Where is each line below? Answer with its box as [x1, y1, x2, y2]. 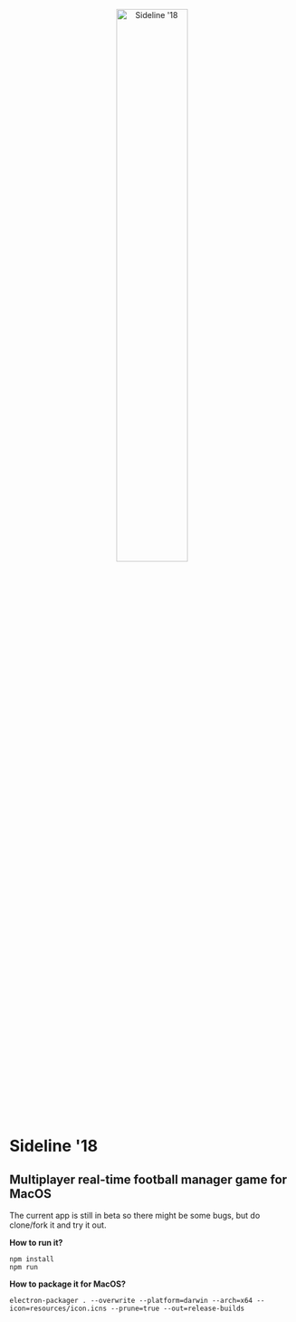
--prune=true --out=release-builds [110, 1304, 245, 1313]
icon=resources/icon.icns [9, 1304, 107, 1313]
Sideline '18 [9, 1136, 98, 1156]
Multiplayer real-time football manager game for [9, 1171, 288, 1187]
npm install [9, 1255, 54, 1264]
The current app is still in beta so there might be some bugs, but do [9, 1210, 261, 1220]
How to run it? [9, 1238, 63, 1248]
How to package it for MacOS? [9, 1278, 127, 1289]
